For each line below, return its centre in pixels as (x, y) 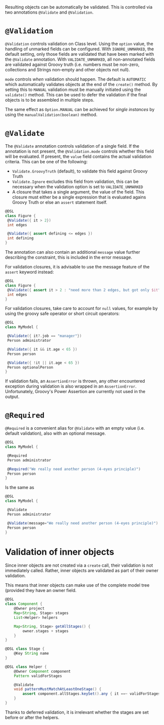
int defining (20, 238)
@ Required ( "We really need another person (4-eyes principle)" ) (74, 469)
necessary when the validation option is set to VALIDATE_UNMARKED (77, 187)
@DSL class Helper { (26, 667)
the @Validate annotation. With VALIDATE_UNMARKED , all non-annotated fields (80, 59)
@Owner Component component (42, 671)
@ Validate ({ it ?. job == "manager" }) (44, 336)
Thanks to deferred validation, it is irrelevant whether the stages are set (77, 712)
